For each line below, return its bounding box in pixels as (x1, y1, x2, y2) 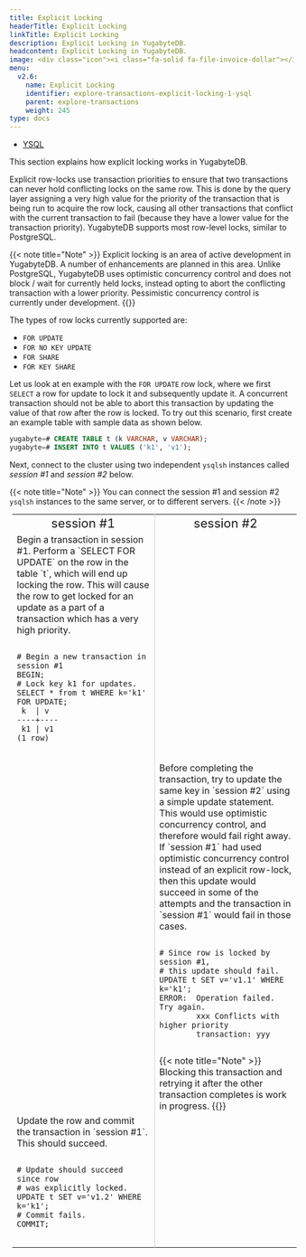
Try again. (159, 1001, 206, 1012)
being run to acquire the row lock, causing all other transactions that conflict (9, 203, 293, 213)
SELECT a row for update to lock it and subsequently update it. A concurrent (9, 388, 288, 399)
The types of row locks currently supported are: (9, 315, 188, 326)
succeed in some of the (159, 885, 259, 898)
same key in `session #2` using (159, 784, 291, 797)
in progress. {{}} (159, 1100, 227, 1112)
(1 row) (16, 732, 50, 742)
